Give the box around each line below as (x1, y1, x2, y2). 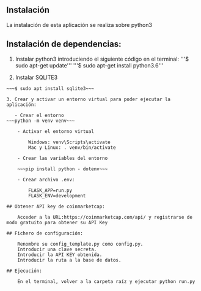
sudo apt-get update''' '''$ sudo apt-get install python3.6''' (15, 61, 164, 69)
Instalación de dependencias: (6, 39, 122, 50)
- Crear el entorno (14, 112, 64, 118)
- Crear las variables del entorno (17, 155, 108, 161)
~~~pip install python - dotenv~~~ (17, 165, 108, 172)
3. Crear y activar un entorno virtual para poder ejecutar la (6, 96, 171, 102)
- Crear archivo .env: (17, 176, 75, 183)
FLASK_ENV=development (28, 192, 86, 198)
